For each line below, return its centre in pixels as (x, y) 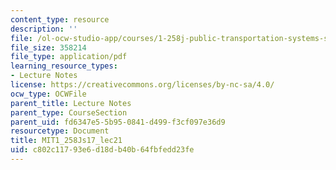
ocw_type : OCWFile (48, 94)
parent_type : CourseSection (69, 112)
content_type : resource (60, 19)
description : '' (44, 29)
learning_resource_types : (64, 66)
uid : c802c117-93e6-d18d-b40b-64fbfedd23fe (102, 150)
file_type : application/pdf (69, 57)
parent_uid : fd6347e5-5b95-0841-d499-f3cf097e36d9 (118, 122)
